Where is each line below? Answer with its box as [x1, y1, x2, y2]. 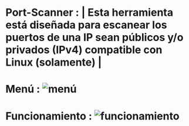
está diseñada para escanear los [5, 18, 168, 32]
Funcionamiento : [5, 109, 92, 122]
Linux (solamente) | [5, 56, 102, 69]
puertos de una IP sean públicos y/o [5, 31, 184, 44]
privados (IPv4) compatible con [5, 43, 163, 57]
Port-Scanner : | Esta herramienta [5, 6, 174, 19]
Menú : [5, 83, 41, 96]
